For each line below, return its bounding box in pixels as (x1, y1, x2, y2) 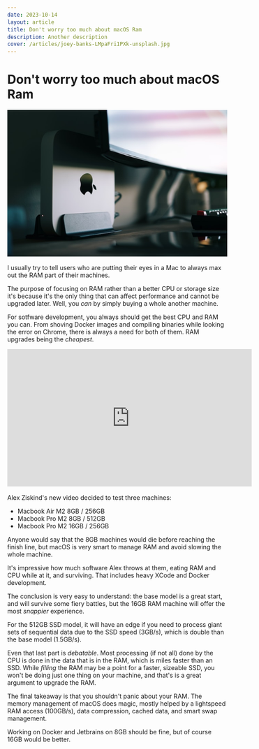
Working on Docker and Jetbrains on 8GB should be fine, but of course (7, 728, 212, 736)
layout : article (7, 18, 54, 26)
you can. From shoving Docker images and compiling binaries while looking (7, 320, 225, 329)
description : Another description (7, 34, 108, 40)
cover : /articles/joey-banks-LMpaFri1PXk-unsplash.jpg (7, 40, 170, 48)
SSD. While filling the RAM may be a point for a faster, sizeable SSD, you (7, 664, 215, 672)
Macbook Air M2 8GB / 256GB (17, 507, 105, 516)
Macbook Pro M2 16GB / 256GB (17, 522, 110, 531)
